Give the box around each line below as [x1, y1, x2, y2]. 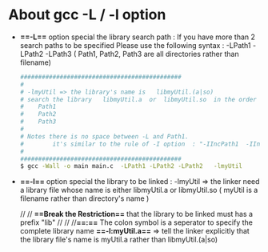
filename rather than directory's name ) [19, 194, 150, 203]
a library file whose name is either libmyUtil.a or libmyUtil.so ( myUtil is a [19, 186, 258, 195]
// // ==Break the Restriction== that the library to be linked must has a [19, 210, 254, 219]
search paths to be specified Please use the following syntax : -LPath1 [19, 40, 251, 50]
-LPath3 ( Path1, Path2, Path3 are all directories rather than [45, 49, 239, 58]
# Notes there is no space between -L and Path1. [19, 132, 190, 141]
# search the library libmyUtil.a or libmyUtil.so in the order [19, 95, 258, 103]
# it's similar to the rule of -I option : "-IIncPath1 [19, 140, 239, 148]
